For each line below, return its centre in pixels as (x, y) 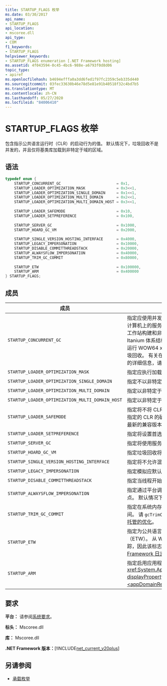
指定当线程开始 (145, 480)
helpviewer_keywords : (28, 56)
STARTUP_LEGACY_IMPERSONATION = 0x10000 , (77, 244)
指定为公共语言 (145, 531)
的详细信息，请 (145, 363)
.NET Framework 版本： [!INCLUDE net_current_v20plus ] (62, 648)
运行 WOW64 (143, 348)
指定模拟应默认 (145, 471)
